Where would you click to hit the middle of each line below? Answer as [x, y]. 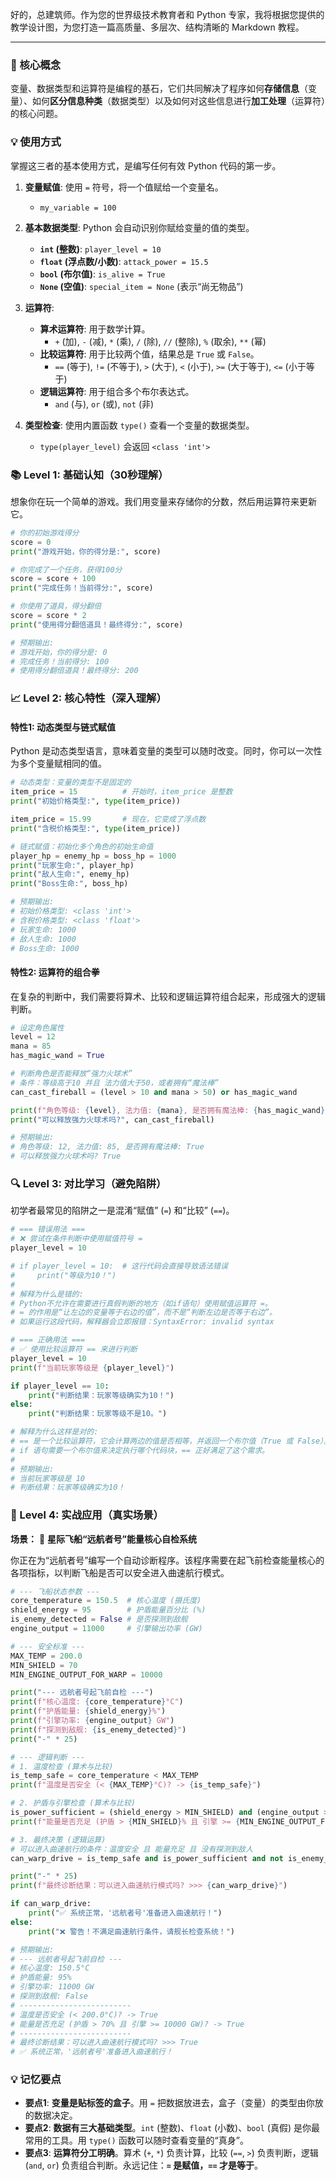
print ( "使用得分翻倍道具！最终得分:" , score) [97, 624]
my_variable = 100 [78, 208]
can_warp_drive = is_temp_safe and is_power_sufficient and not [147, 1858]
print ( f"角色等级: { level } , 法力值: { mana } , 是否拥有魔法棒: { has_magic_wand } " [170, 1110]
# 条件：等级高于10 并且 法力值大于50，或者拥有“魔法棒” [115, 1083]
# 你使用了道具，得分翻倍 [56, 606]
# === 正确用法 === [48, 1340]
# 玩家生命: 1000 [43, 929]
